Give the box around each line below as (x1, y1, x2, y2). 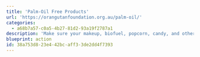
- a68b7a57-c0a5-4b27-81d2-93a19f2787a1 (11, 25, 113, 31)
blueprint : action (6, 36, 52, 42)
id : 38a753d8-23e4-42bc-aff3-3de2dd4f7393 (6, 42, 113, 48)
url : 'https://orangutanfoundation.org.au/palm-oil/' (6, 14, 143, 20)
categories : (6, 20, 36, 26)
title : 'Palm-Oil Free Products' (6, 8, 89, 15)
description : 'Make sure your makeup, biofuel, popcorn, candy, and (6, 31, 180, 37)
